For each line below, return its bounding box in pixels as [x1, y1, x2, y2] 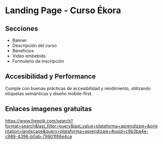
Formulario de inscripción [12, 58, 64, 64]
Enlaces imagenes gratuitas [5, 105, 92, 113]
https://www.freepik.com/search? [5, 118, 73, 123]
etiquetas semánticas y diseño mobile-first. [5, 91, 93, 96]
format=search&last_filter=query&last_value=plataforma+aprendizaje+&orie [5, 123, 158, 129]
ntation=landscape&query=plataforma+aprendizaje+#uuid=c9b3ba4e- [5, 128, 149, 134]
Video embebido [12, 53, 46, 59]
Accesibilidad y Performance [5, 72, 96, 81]
